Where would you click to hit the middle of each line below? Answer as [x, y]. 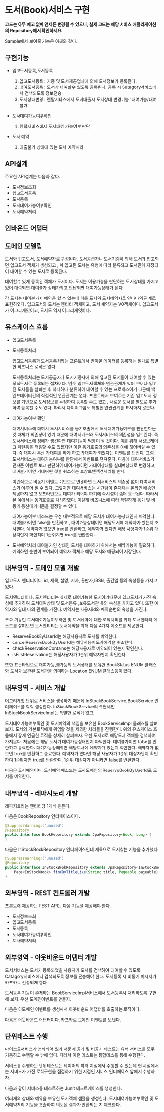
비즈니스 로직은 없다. [37, 366]
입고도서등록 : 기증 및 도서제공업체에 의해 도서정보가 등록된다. [78, 81]
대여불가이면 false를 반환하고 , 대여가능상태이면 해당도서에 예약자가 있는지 [83, 522]
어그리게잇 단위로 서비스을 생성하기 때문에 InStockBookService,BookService [79, 701]
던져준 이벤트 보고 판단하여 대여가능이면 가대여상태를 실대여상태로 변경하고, [84, 465]
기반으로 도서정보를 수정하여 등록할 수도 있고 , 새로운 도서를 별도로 [84, 402]
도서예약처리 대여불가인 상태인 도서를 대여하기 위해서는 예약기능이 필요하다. [84, 545]
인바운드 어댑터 [27, 228]
